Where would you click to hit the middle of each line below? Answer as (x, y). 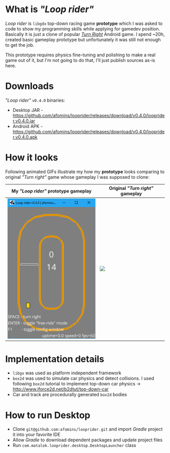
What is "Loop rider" (50, 9)
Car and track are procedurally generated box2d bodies (70, 395)
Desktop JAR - (28, 110)
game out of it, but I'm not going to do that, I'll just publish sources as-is (80, 60)
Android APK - (28, 126)
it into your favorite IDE (36, 435)
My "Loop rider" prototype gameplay (52, 191)
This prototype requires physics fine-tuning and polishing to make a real (80, 55)
